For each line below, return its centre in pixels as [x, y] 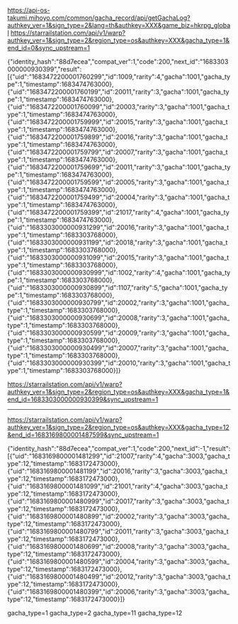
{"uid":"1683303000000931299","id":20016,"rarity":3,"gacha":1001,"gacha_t [118, 227]
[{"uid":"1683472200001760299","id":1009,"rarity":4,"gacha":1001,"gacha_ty [119, 77]
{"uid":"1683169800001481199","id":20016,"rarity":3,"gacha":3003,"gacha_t [118, 471]
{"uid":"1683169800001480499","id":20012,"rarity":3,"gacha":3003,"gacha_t [119, 576]
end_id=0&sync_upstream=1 [49, 48]
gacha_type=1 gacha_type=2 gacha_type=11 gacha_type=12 [95, 613]
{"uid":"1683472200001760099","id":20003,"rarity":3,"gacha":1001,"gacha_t [119, 107]
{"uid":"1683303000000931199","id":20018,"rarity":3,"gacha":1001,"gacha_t [118, 243]
